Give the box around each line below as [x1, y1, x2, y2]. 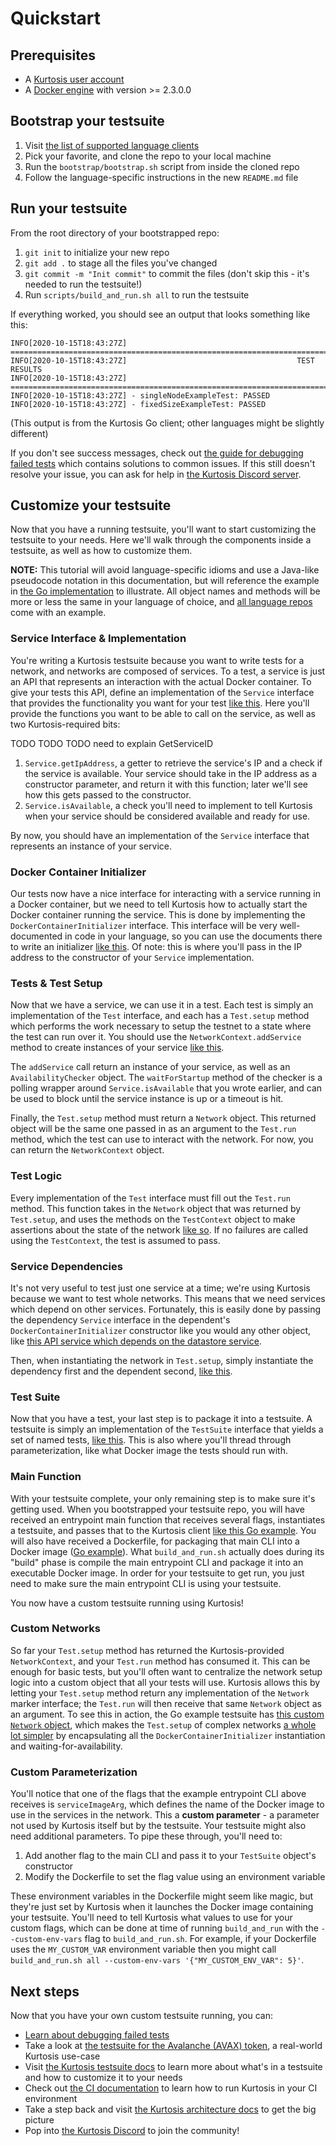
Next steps [10, 1983, 80, 2000]
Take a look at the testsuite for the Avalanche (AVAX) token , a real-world [24, 2039, 323, 2051]
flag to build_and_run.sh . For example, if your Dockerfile [84, 1933, 317, 1945]
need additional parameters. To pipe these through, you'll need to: [10, 1830, 283, 1842]
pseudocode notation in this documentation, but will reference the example [10, 575, 320, 587]
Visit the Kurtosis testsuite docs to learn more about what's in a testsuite [24, 2060, 323, 2072]
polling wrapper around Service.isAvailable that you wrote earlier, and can [10, 1082, 323, 1094]
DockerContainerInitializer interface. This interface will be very [10, 920, 278, 932]
